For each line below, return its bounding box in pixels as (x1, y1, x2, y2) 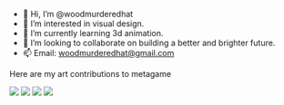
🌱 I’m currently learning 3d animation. (22, 28, 164, 38)
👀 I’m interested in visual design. (22, 18, 145, 29)
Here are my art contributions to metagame (9, 69, 171, 79)
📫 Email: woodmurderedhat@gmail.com (22, 48, 175, 58)
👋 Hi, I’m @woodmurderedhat (22, 9, 134, 19)
